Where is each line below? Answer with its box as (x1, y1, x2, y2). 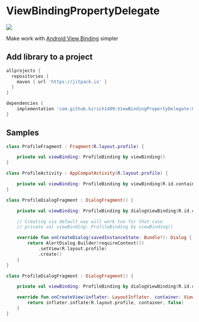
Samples (6, 128, 40, 138)
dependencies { (6, 101, 44, 107)
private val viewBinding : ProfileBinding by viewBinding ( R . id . (17, 181, 176, 187)
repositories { (11, 73, 49, 79)
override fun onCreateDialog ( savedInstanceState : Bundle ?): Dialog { (17, 235, 192, 241)
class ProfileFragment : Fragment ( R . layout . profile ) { (6, 143, 145, 149)
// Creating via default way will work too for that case (17, 218, 163, 224)
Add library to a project (6, 52, 93, 62)
